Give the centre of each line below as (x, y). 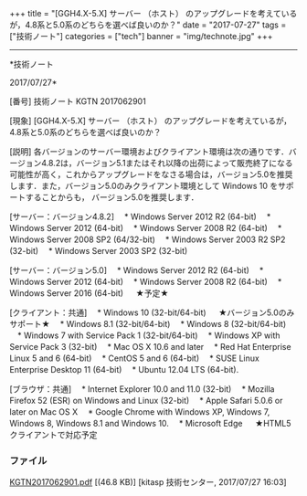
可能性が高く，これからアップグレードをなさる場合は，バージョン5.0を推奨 (151, 174)
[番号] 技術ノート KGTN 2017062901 (78, 101)
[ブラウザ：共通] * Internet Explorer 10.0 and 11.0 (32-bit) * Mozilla (142, 389)
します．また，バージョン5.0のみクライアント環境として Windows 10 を (144, 186)
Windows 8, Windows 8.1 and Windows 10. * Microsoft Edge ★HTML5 (150, 423)
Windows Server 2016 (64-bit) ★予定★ (89, 293)
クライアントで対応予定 (53, 435)
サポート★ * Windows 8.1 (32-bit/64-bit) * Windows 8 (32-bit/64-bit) (148, 324)
